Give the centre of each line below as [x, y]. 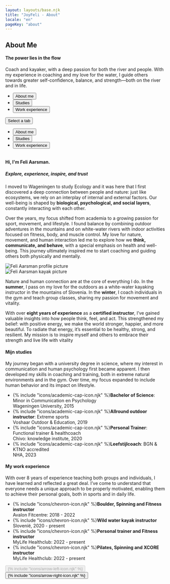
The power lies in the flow [33, 58]
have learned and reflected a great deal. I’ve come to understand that [78, 483]
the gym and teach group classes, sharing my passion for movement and [82, 298]
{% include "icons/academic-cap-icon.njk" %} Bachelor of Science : [84, 395]
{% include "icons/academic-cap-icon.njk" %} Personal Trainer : [80, 428]
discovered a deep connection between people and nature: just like [76, 192]
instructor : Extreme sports [41, 416]
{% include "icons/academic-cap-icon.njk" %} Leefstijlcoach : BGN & [85, 444]
